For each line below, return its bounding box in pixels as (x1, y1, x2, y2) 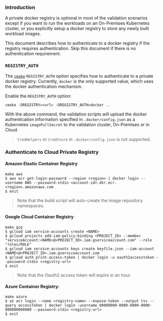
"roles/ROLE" (5, 242, 32, 247)
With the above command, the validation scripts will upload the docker (5, 111, 147, 117)
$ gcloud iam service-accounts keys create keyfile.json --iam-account (5, 246, 154, 251)
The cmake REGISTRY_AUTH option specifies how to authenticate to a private (5, 73, 154, 79)
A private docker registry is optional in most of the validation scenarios (5, 15, 148, 21)
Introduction (5, 4, 35, 11)
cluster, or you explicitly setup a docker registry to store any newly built (5, 26, 149, 31)
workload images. (5, 31, 41, 37)
